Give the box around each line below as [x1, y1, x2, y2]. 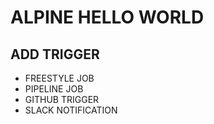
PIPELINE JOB [24, 83, 84, 95]
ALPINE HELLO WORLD [10, 6, 205, 29]
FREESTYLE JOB [24, 72, 95, 84]
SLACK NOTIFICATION [24, 104, 118, 116]
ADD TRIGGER [10, 46, 100, 63]
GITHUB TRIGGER [24, 94, 100, 105]
